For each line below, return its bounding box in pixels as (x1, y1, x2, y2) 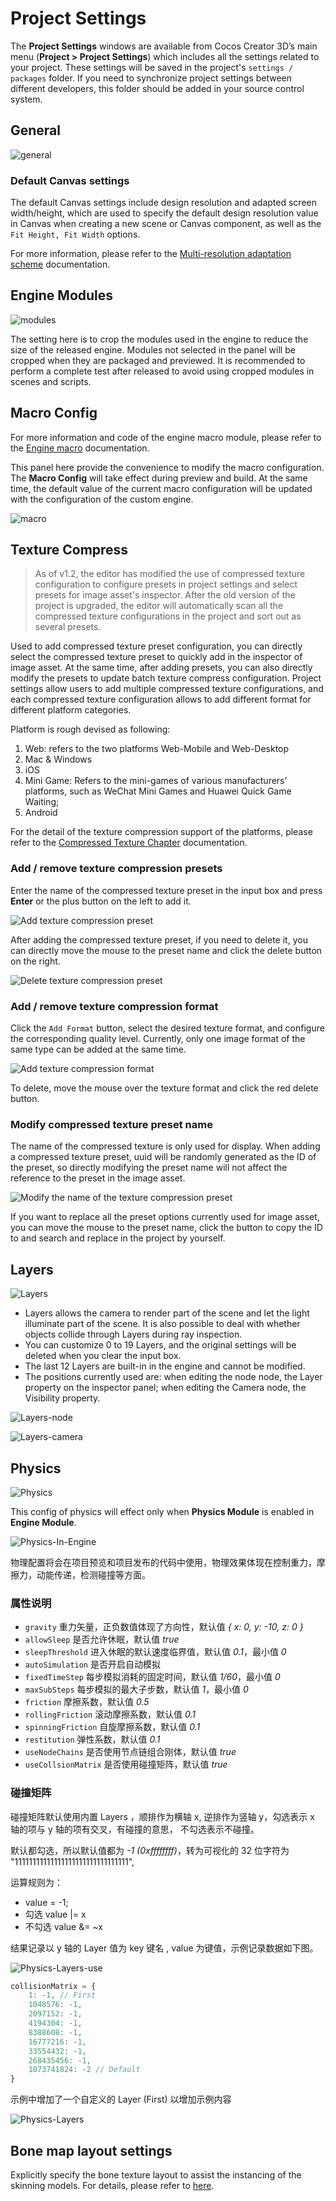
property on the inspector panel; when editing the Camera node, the (24, 1382, 307, 1394)
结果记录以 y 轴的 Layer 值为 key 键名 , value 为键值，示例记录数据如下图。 (10, 1942, 319, 1954)
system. (10, 93, 43, 105)
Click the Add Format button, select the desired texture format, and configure (10, 1022, 325, 1034)
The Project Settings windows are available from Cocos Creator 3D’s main (10, 40, 318, 52)
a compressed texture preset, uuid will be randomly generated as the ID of (10, 1151, 317, 1163)
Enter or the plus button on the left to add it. (10, 895, 192, 907)
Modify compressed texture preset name (10, 1118, 213, 1131)
